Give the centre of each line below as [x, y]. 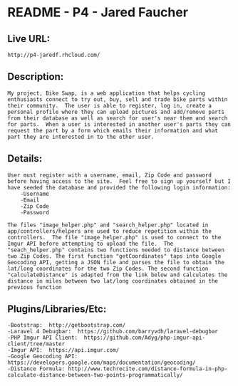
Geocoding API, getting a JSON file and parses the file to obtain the [116, 262]
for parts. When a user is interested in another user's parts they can [119, 124]
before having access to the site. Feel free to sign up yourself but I [119, 181]
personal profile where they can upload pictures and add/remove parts [116, 112]
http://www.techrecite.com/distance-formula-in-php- [148, 369]
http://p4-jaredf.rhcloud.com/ [54, 55]
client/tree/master [36, 344]
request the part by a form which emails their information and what [113, 130]
